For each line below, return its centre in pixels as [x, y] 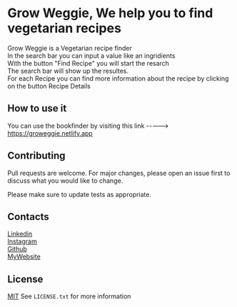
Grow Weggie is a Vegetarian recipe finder [70, 48]
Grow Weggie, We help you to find [110, 13]
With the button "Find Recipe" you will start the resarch [89, 63]
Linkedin [20, 234]
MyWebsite [24, 257]
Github [17, 249]
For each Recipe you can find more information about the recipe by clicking [118, 78]
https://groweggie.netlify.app [50, 133]
